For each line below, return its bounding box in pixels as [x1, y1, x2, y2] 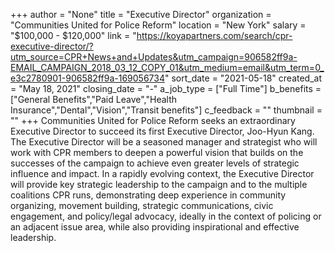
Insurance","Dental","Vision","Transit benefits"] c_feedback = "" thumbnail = [10, 104, 323, 116]
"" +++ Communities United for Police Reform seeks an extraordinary [10, 115, 296, 126]
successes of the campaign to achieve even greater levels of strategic [10, 157, 300, 169]
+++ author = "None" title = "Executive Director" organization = [10, 9, 272, 20]
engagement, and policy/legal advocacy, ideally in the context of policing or [10, 210, 322, 222]
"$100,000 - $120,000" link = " [10, 30, 137, 41]
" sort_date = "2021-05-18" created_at [164, 72, 322, 84]
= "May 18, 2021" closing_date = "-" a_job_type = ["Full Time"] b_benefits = [10, 83, 322, 94]
